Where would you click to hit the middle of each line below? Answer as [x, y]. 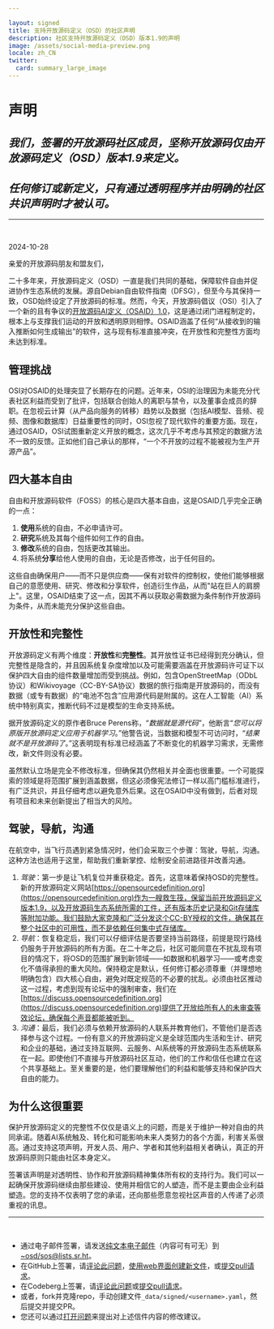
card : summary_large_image [61, 68]
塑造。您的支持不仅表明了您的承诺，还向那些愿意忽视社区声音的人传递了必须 [136, 1195]
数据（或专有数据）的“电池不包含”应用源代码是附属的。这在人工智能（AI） [132, 695]
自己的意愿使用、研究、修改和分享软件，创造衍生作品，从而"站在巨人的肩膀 [135, 585]
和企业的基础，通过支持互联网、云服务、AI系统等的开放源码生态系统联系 [141, 1048]
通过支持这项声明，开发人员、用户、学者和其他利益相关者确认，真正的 [139, 1147]
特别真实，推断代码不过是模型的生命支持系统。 [101, 705]
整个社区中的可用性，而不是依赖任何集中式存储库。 [105, 928]
